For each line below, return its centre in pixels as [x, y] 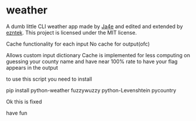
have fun [17, 113]
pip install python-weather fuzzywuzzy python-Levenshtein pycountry [91, 90]
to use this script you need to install [49, 79]
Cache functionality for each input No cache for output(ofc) [78, 44]
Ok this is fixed [24, 101]
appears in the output [32, 67]
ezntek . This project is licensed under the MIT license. [71, 32]
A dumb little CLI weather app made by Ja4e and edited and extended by [94, 26]
